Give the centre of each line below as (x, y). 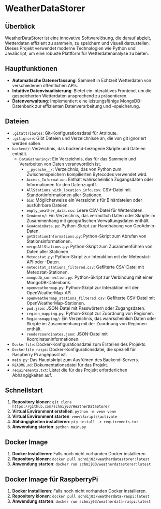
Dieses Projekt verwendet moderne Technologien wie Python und (70, 48)
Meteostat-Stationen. (48, 272)
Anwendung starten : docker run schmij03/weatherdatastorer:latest (81, 464)
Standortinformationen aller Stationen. (65, 195)
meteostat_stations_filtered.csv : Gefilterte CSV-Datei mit (85, 267)
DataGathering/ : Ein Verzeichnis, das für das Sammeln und (78, 159)
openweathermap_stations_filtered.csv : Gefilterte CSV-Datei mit (91, 298)
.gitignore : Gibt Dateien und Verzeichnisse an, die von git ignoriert (79, 138)
